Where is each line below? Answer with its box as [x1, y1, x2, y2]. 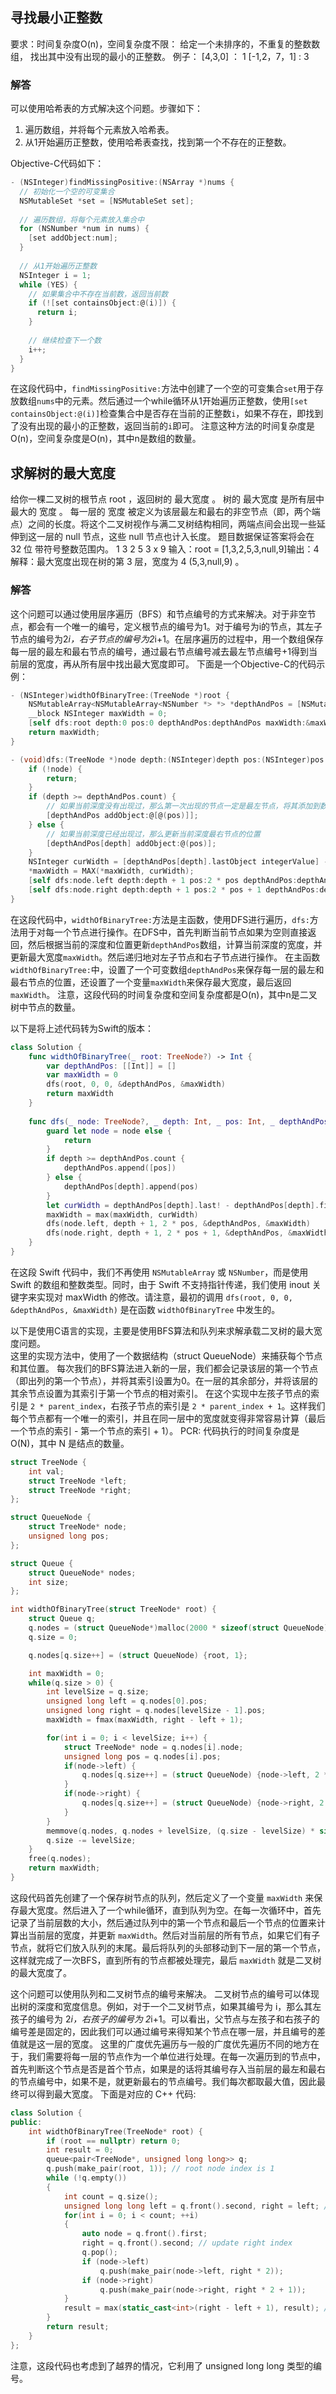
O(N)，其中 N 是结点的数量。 [10, 1437, 130, 1449]
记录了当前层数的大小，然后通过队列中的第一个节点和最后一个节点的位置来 [10, 1916, 317, 1928]
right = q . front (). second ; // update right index [81, 2238, 293, 2248]
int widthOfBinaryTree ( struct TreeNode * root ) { [10, 1604, 217, 1615]
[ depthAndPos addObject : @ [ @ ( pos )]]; [46, 811, 199, 821]
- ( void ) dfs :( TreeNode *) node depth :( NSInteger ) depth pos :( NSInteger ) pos [10, 754, 325, 765]
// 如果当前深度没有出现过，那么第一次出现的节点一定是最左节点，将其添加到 [46, 801, 320, 812]
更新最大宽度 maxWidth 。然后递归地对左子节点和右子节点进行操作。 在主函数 [10, 951, 321, 963]
